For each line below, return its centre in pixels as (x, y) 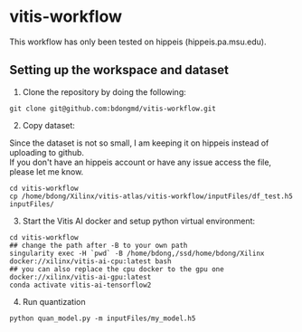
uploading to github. (47, 152)
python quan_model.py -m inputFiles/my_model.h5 (103, 318)
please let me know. (47, 171)
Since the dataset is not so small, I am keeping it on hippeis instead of (139, 143)
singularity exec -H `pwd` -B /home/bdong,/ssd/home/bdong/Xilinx (137, 253)
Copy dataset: (48, 125)
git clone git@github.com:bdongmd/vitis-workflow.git (113, 109)
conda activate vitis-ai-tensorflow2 (80, 285)
